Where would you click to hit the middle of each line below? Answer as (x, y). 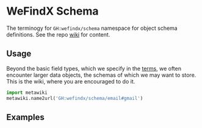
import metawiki (27, 93)
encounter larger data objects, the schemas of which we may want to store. (101, 75)
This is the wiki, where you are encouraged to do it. (71, 81)
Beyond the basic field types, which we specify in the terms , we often (94, 68)
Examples (25, 117)
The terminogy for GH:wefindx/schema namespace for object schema (92, 28)
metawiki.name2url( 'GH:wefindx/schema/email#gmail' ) (75, 98)
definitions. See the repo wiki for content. (58, 34)
